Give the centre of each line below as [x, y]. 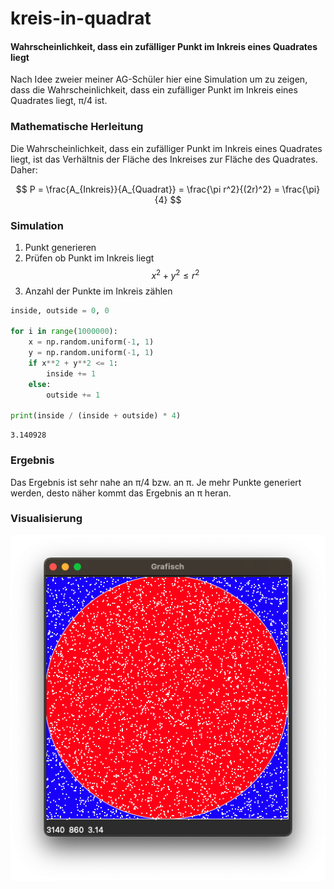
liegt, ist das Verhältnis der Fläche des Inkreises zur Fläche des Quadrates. [164, 159]
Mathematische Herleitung [77, 127]
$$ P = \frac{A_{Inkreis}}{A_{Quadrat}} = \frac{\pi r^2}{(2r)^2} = [147, 189]
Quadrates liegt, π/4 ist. [59, 101]
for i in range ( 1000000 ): [64, 332]
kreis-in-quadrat [81, 18]
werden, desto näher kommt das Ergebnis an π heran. [121, 493]
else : [40, 384]
